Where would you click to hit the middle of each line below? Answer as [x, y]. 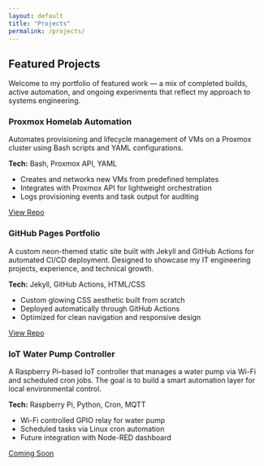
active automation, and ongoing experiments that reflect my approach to [130, 92]
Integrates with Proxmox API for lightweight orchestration [116, 188]
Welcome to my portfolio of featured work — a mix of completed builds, [128, 84]
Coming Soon [31, 453]
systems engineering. [45, 101]
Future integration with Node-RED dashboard [96, 438]
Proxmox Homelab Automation [70, 122]
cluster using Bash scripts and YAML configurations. [96, 148]
